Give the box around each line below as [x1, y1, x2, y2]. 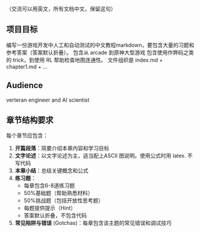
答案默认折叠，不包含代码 [23, 212, 87, 219]
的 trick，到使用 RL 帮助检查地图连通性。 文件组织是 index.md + [6, 56, 163, 63]
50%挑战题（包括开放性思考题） [23, 197, 104, 204]
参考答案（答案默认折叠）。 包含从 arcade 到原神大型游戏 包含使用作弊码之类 [6, 48, 194, 56]
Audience [6, 80, 44, 91]
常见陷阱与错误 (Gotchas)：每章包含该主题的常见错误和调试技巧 [14, 219, 172, 227]
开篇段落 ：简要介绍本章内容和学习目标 [14, 145, 109, 152]
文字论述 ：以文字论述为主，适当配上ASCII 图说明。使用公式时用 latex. [14, 152, 186, 160]
